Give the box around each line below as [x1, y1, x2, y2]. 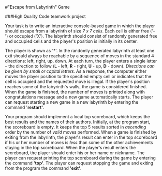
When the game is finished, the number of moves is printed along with [5, 89, 145, 95]
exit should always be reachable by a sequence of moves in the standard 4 [5, 53, 154, 59]
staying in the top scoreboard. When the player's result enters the [5, 145, 136, 150]
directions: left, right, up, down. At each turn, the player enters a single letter [5, 58, 157, 64]
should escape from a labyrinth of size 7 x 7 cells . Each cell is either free [5, 28, 149, 33]
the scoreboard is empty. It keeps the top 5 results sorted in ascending [5, 124, 147, 130]
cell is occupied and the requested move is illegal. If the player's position [5, 79, 150, 84]
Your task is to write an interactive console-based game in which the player [5, 23, 155, 29]
